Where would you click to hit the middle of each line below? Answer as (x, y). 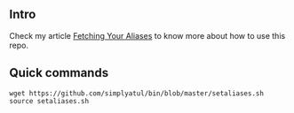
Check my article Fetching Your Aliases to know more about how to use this (147, 35)
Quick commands (59, 73)
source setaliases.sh (49, 101)
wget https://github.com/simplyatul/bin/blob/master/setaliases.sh (137, 93)
